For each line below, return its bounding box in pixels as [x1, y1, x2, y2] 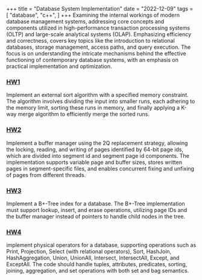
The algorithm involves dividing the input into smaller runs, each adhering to [6, 98, 195, 105]
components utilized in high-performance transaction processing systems [6, 24, 191, 31]
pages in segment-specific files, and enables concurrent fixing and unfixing [6, 165, 195, 172]
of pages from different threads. [6, 171, 86, 178]
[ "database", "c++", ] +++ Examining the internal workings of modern [6, 11, 180, 19]
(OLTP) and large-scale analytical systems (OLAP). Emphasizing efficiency [6, 31, 192, 38]
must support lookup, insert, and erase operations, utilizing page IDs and [6, 206, 188, 213]
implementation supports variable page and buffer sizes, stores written [6, 158, 183, 166]
